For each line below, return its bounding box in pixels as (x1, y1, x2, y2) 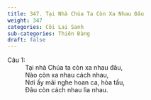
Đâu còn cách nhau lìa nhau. (25, 86, 108, 94)
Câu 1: (7, 56, 26, 64)
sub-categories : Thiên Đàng (7, 30, 91, 37)
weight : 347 (7, 17, 43, 24)
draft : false (7, 37, 46, 44)
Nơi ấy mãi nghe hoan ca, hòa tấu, (25, 78, 125, 87)
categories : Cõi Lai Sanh (7, 23, 84, 30)
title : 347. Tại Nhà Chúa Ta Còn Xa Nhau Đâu (7, 10, 144, 18)
